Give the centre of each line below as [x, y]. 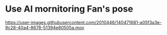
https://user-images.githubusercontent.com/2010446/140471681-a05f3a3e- [83, 22]
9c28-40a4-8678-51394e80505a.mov [45, 27]
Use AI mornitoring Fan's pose [69, 9]
